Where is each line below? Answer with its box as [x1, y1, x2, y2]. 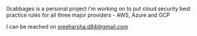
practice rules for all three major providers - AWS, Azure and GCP [6, 11, 170, 19]
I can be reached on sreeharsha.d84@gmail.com [6, 23, 129, 30]
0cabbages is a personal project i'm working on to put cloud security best [6, 5, 191, 12]
